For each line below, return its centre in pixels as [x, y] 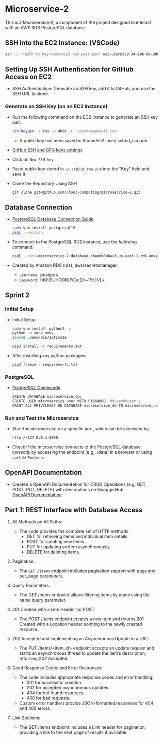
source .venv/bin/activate [39, 338]
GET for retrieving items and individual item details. [77, 536]
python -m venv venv [33, 333]
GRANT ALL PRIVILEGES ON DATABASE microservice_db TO [67, 406]
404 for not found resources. [56, 693]
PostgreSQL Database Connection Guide [53, 219]
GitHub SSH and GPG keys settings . [48, 150]
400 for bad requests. [48, 698]
